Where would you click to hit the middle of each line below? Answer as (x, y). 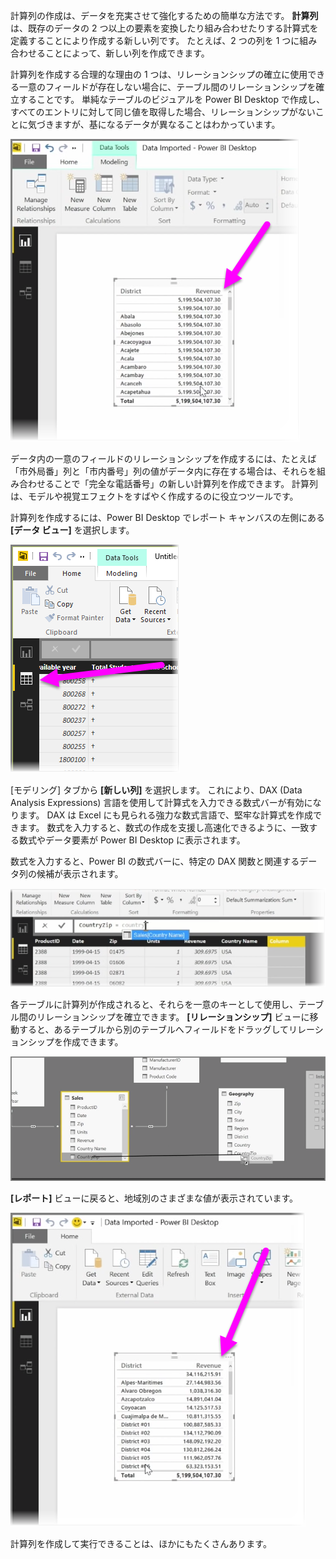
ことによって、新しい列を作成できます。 (127, 53)
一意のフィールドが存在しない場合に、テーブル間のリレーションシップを (167, 87)
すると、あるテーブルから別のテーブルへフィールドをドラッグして (154, 1029)
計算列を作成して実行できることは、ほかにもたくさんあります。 (141, 1544)
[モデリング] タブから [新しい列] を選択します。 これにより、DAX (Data (156, 790)
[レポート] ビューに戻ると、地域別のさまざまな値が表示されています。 (154, 1198)
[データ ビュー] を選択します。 (72, 530)
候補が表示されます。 (80, 873)
